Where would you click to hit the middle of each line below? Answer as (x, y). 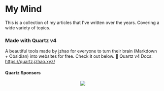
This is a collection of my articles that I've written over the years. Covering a (82, 23)
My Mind (23, 9)
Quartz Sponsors (23, 72)
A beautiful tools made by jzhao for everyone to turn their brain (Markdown (81, 51)
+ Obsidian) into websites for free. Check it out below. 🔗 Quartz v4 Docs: (79, 56)
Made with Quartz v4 (31, 40)
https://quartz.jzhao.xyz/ (30, 62)
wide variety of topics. (28, 27)
